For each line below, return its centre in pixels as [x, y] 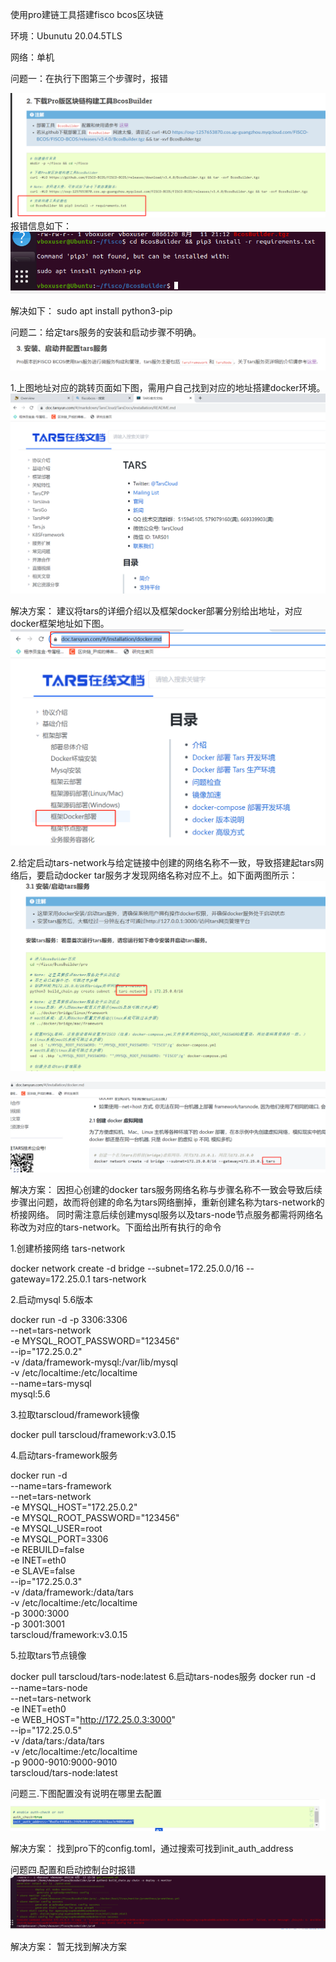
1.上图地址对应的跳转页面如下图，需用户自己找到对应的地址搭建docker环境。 [168, 388]
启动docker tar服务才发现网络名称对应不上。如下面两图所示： [171, 875]
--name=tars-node [49, 1687]
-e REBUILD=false [47, 1549]
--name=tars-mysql [51, 1383]
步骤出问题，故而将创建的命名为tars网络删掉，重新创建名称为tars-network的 [167, 1202]
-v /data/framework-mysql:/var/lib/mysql [94, 1362]
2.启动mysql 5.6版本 [52, 1299]
